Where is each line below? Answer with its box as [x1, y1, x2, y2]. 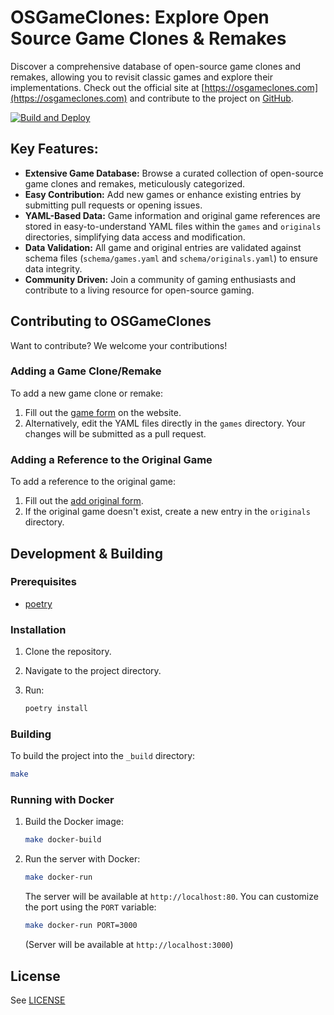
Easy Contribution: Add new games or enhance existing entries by [24, 188, 302, 200]
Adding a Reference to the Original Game [10, 452, 213, 466]
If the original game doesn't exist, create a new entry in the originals [24, 506, 311, 518]
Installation [10, 622, 67, 636]
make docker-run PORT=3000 [24, 921, 138, 931]
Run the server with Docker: [24, 853, 141, 865]
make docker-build [24, 835, 102, 845]
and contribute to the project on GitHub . [129, 92, 294, 104]
